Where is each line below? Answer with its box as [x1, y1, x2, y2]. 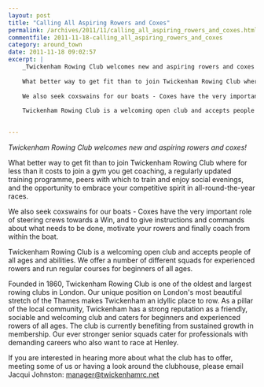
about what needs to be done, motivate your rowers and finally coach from [8, 223, 250, 233]
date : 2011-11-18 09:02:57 [8, 48, 97, 56]
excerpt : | [8, 56, 44, 64]
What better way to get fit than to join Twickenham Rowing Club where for [8, 158, 247, 167]
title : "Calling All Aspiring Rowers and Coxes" [8, 19, 170, 27]
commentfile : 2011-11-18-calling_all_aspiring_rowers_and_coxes [8, 33, 223, 42]
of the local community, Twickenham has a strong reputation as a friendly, [8, 304, 247, 314]
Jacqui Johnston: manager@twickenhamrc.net [8, 370, 159, 379]
